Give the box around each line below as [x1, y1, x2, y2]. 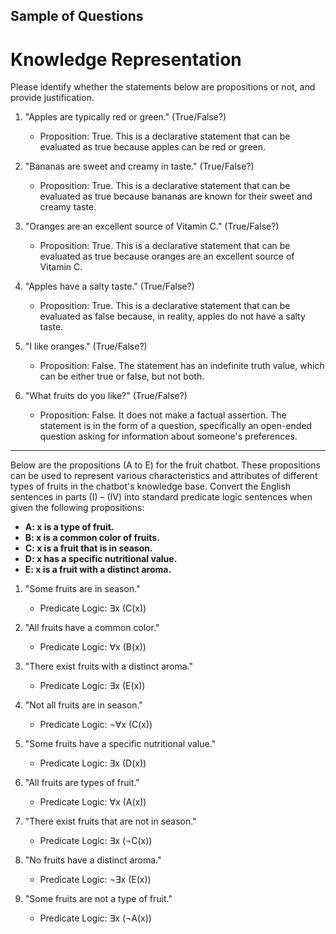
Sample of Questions [10, 8, 144, 25]
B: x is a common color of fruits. [24, 532, 160, 544]
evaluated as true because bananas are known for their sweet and [39, 190, 313, 203]
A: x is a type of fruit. [24, 521, 115, 533]
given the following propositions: [10, 502, 145, 514]
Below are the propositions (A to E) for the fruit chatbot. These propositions [10, 459, 321, 471]
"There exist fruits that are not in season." [24, 815, 197, 828]
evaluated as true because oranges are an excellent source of [39, 250, 295, 263]
